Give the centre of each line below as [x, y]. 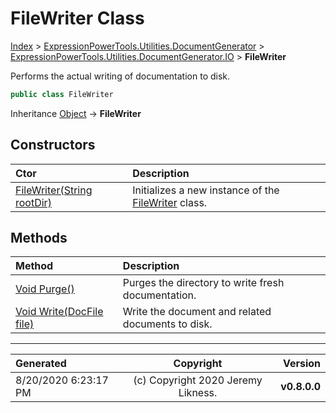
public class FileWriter [62, 94]
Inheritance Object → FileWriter [76, 113]
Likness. [198, 393]
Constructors [53, 145]
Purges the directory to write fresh [203, 283]
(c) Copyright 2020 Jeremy [198, 380]
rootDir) [33, 202]
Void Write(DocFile [59, 312]
